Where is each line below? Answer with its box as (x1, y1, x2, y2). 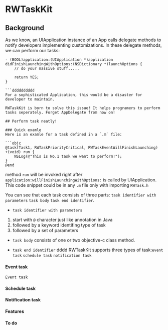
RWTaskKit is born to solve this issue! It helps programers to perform (5, 105, 160, 111)
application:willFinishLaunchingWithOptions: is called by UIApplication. (5, 177, 157, 183)
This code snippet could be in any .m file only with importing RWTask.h (5, 182, 149, 188)
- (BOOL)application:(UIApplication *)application (5, 57, 113, 62)
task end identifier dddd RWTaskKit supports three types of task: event (12, 247, 163, 253)
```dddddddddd (5, 88, 35, 93)
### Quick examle (5, 128, 42, 133)
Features (5, 308, 24, 314)
